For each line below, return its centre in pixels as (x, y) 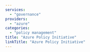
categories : (17, 28)
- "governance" (25, 14)
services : (15, 10)
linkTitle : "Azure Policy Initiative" (45, 42)
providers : (16, 19)
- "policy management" (33, 33)
